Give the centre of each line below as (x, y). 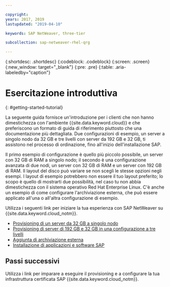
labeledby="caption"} (28, 73)
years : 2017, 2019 (25, 19)
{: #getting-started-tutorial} (34, 108)
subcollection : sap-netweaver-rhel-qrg (48, 43)
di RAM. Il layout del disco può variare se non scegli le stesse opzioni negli (83, 171)
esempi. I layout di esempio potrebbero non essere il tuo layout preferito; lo (84, 176)
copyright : (17, 14)
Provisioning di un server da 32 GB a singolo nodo (65, 223)
